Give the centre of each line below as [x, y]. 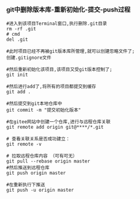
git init [17, 75]
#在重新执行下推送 [26, 185]
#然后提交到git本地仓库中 [34, 104]
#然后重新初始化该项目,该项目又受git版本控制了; [59, 70]
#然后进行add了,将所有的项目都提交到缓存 [51, 87]
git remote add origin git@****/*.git [55, 127]
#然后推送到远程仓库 [28, 168]
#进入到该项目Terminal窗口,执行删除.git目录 [57, 24]
